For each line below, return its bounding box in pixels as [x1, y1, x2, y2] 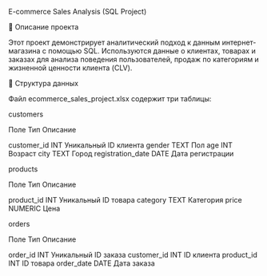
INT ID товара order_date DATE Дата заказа [8, 258, 155, 268]
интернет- [221, 37, 257, 47]
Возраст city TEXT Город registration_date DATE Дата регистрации [8, 149, 234, 158]
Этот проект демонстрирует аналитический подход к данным [8, 37, 221, 47]
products [8, 164, 38, 174]
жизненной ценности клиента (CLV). [8, 63, 133, 73]
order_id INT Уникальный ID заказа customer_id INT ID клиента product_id [8, 250, 258, 259]
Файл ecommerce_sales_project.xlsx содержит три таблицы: [8, 94, 212, 103]
